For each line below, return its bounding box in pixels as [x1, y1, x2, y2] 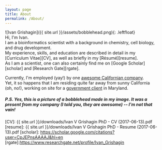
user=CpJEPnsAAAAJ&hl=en [5, 134, 63, 140]
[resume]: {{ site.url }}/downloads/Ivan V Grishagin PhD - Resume [5, 124, 136, 130]
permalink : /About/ [5, 16, 44, 21]
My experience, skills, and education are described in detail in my [5, 50, 136, 56]
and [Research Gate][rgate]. [24, 66, 80, 71]
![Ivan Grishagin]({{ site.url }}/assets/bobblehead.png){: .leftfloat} [5, 30, 135, 35]
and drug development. [5, 45, 52, 51]
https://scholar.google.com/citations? [40, 129, 115, 135]
